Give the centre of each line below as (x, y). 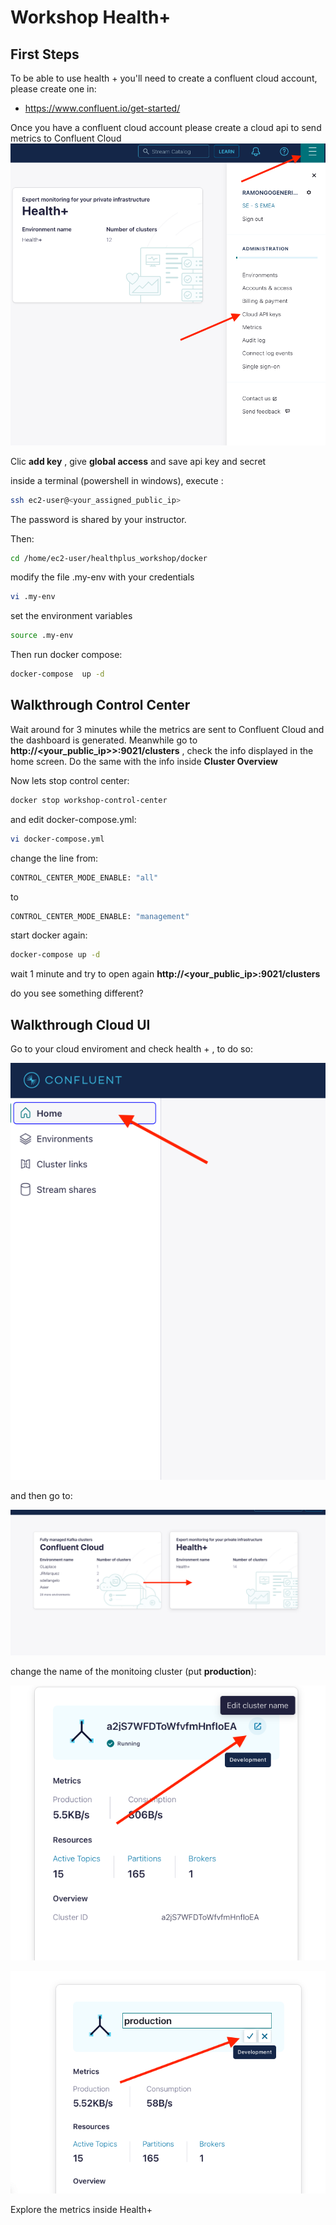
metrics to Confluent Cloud (66, 138)
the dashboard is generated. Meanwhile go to (104, 740)
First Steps (45, 54)
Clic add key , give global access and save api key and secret (138, 461)
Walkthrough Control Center (100, 705)
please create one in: (53, 89)
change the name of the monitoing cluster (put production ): (133, 1671)
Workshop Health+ (91, 17)
